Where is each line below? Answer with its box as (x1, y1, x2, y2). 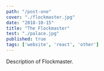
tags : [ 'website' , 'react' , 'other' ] (6, 42, 99, 48)
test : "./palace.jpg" (6, 31, 60, 37)
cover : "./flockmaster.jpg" (6, 14, 76, 20)
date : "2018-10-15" (6, 20, 54, 25)
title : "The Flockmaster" (6, 25, 70, 31)
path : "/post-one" (6, 8, 51, 15)
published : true (6, 36, 46, 42)
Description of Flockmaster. (6, 57, 74, 65)
